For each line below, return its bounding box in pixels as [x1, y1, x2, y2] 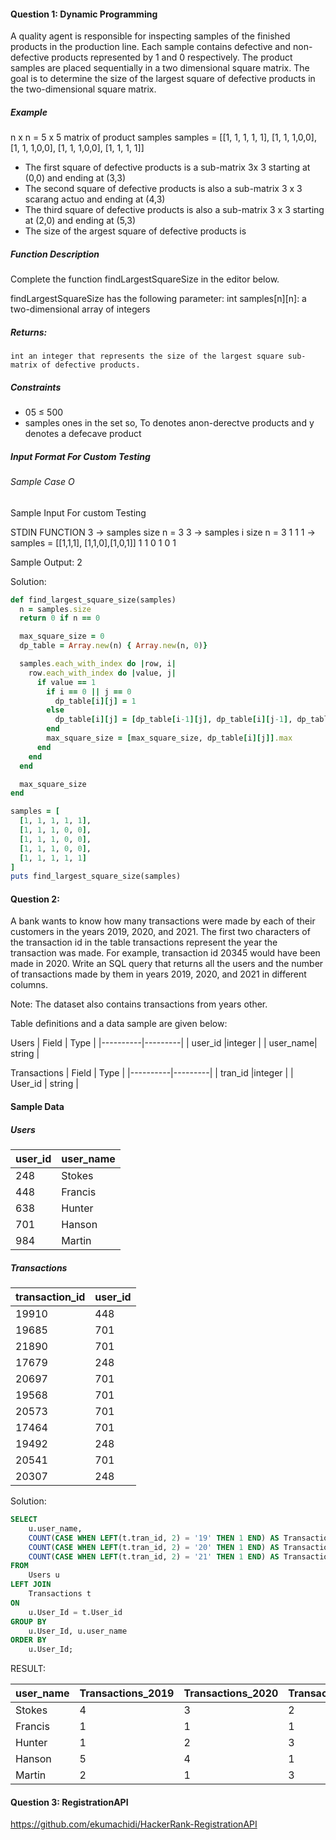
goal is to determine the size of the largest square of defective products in [10, 73, 316, 85]
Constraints [10, 381, 62, 393]
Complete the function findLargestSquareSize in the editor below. [10, 273, 280, 285]
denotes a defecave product [24, 428, 142, 440]
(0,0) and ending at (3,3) [24, 172, 126, 184]
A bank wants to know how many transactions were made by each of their [10, 915, 316, 927]
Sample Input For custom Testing [10, 506, 147, 519]
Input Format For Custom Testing [10, 450, 151, 462]
